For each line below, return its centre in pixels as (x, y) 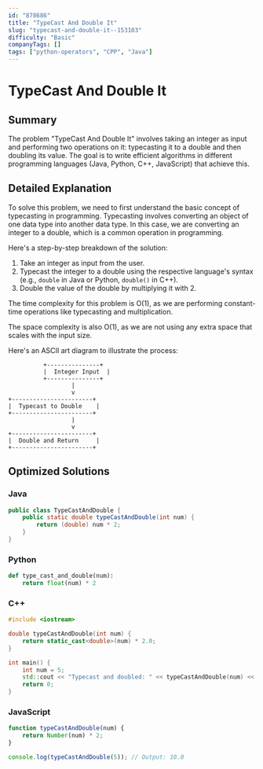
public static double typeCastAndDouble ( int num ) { (108, 517)
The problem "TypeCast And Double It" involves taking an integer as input (128, 139)
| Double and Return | (54, 440)
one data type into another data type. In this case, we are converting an (124, 224)
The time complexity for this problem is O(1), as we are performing (115, 303)
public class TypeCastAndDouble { (65, 510)
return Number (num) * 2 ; (63, 736)
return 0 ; (38, 685)
